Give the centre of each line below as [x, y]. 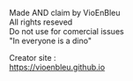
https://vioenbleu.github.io [57, 67]
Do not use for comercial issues [67, 31]
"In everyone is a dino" [51, 40]
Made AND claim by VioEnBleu [65, 13]
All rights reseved [41, 22]
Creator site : [33, 58]
